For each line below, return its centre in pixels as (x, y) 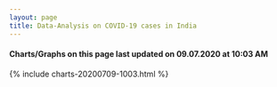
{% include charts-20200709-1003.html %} (89, 74)
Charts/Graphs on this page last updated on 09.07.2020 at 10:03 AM (139, 54)
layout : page (33, 17)
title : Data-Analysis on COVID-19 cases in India (103, 26)
